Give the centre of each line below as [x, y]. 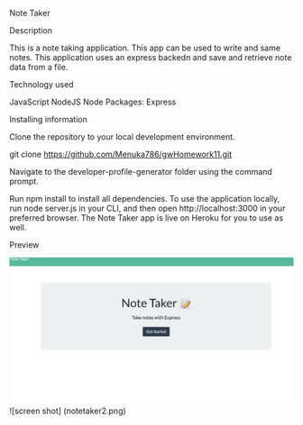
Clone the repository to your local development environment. [123, 137]
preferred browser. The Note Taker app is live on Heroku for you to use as [147, 218]
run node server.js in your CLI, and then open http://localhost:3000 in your [147, 208]
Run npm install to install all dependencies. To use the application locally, [145, 199]
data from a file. [39, 67]
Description [31, 30]
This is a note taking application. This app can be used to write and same [145, 48]
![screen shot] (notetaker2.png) [68, 411]
